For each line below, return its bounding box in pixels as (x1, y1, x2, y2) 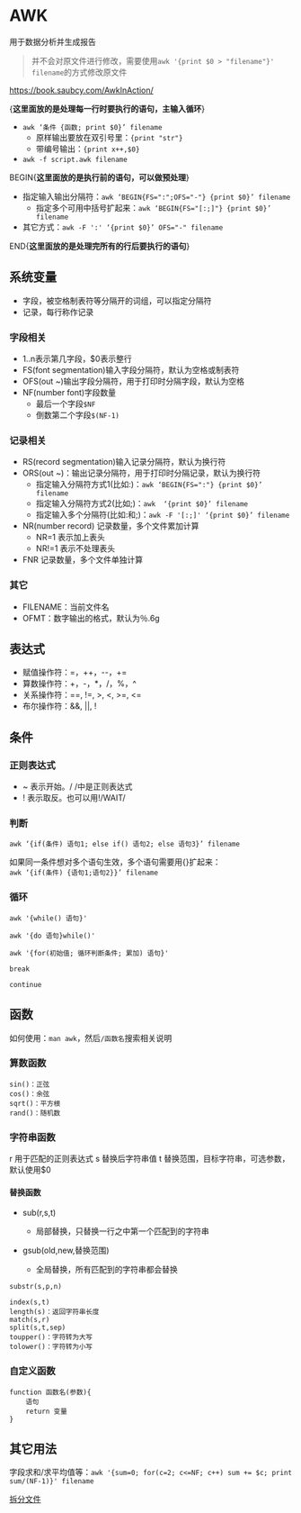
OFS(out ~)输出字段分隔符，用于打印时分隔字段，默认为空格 (22, 376, 245, 387)
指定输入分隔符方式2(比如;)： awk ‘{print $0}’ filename (35, 498, 249, 509)
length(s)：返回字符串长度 (9, 1308, 100, 1317)
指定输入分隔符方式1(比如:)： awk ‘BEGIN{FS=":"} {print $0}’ (35, 479, 263, 490)
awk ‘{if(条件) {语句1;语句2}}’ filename (9, 868, 159, 878)
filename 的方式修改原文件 (31, 67, 128, 77)
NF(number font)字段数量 (22, 387, 117, 398)
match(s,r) (9, 1316, 50, 1325)
